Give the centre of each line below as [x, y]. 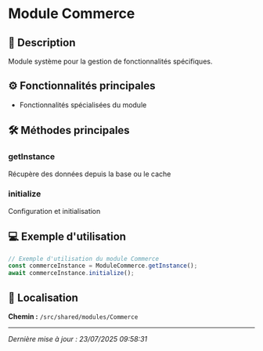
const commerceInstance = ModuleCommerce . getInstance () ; [103, 266]
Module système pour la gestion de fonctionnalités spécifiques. [110, 61]
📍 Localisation [43, 297]
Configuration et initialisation [54, 211]
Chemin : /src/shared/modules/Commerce [73, 317]
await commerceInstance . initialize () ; [71, 273]
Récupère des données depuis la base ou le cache [90, 174]
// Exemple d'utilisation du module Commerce [83, 259]
